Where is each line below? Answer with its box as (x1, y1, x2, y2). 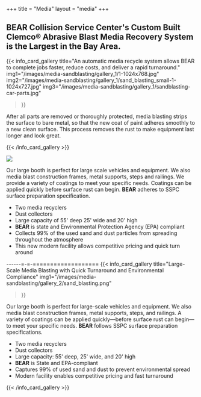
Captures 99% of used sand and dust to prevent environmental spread (14, 366, 191, 373)
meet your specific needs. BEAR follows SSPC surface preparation (12, 322, 178, 329)
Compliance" (6, 273, 39, 280)
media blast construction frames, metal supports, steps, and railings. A (6, 309, 182, 316)
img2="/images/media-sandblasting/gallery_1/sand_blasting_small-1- (6, 77, 176, 84)
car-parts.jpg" (6, 89, 42, 96)
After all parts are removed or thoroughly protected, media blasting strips (6, 113, 188, 120)
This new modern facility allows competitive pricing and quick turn (14, 242, 181, 249)
